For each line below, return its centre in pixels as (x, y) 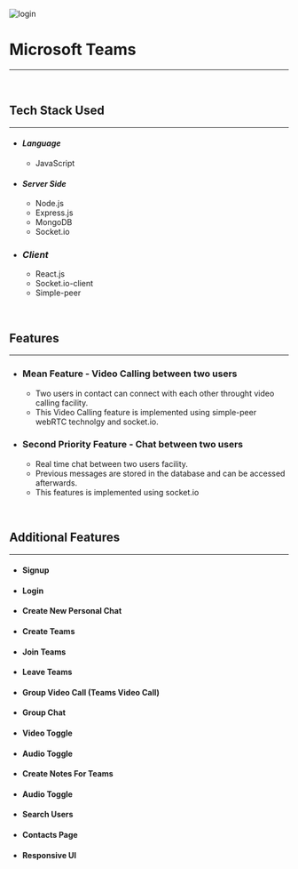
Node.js (50, 204)
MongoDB (54, 222)
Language (41, 143)
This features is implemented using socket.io (117, 492)
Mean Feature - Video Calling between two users (129, 374)
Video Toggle (47, 733)
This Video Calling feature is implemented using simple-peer (146, 412)
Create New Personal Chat (72, 611)
